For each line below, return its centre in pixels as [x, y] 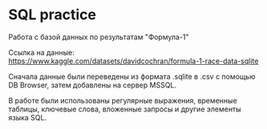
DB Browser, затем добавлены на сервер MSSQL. [93, 85]
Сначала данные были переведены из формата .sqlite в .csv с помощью [132, 76]
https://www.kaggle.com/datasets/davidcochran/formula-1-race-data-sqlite [133, 61]
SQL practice [52, 15]
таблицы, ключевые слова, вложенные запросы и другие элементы [125, 109]
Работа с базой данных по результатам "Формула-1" [99, 37]
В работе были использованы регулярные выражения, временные [123, 100]
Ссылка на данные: [41, 52]
